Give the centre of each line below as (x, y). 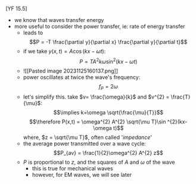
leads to (33, 33)
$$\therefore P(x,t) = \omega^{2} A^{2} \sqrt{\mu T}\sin (97, 122)
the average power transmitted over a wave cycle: (85, 144)
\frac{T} (181, 97)
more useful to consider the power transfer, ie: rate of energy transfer (99, 26)
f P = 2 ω (108, 87)
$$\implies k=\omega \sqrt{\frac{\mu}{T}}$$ (108, 113)
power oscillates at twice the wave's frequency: (82, 77)
